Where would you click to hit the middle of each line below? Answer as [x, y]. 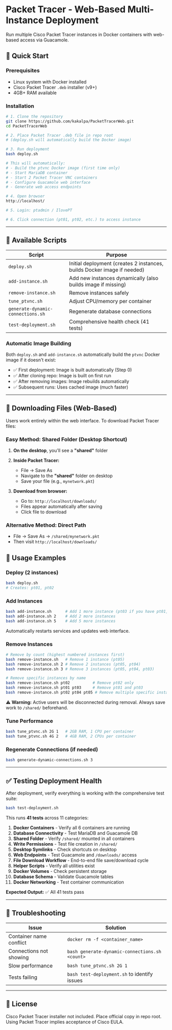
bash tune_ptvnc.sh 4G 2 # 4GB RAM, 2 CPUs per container [71, 736]
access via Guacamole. [45, 40]
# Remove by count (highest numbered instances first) [65, 655]
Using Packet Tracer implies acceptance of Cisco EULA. [65, 1022]
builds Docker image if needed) [107, 270]
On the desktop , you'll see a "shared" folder [60, 450]
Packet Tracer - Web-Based [66, 9]
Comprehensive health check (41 [109, 321]
